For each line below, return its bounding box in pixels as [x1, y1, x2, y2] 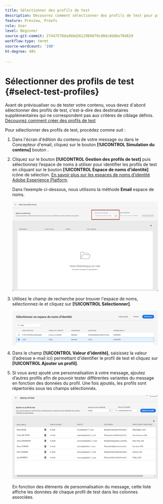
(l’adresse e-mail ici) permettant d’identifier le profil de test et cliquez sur [12, 355, 158, 361]
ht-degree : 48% [5, 49, 36, 54]
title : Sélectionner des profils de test [5, 8, 90, 13]
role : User [5, 23, 27, 28]
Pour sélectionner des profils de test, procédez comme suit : [5, 127, 126, 133]
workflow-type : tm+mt [5, 39, 49, 44]
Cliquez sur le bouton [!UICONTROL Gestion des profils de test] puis [12, 156, 151, 162]
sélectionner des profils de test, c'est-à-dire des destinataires [5, 107, 129, 113]
